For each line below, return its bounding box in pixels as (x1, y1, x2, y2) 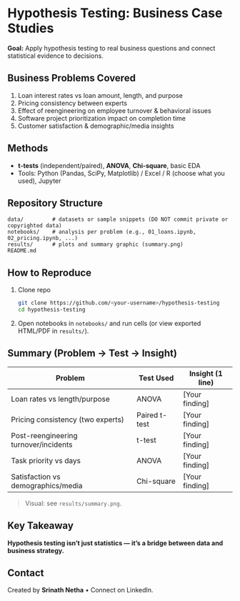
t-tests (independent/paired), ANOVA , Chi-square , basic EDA (17, 161, 201, 169)
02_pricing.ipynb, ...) (7, 234, 79, 242)
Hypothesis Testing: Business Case (7, 5, 223, 21)
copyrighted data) (7, 222, 62, 229)
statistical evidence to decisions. (7, 51, 104, 60)
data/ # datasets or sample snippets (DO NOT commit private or (7, 216, 229, 223)
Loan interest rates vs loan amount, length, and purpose (17, 91, 184, 99)
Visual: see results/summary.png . (24, 499, 122, 507)
